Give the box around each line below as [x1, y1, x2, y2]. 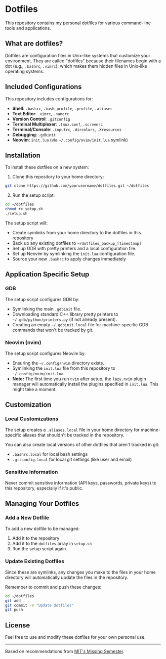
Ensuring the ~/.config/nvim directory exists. [12, 360, 105, 366]
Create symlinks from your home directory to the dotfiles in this [12, 229, 141, 235]
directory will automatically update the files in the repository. [5, 574, 128, 580]
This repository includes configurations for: [5, 95, 93, 102]
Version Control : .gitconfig [12, 116, 70, 122]
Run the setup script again [12, 545, 66, 552]
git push [5, 607, 23, 613]
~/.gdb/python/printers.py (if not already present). [12, 316, 117, 322]
